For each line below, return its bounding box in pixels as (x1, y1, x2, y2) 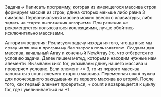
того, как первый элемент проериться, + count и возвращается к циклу (5, 81, 156, 87)
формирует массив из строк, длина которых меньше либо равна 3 (5, 9, 145, 15)
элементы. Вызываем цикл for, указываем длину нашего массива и (5, 61, 147, 66)
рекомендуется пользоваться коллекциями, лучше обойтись (5, 25, 134, 31)
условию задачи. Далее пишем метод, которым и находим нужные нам (5, 55, 157, 61)
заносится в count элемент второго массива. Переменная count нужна (5, 71, 156, 76)
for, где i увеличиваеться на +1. (5, 87, 71, 92)
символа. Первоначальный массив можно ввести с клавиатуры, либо (5, 15, 153, 20)
